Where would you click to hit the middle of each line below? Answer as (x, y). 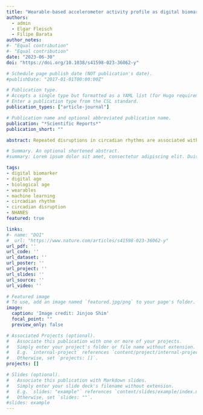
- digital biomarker (32, 173)
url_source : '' (25, 280)
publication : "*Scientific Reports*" (54, 124)
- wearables (21, 190)
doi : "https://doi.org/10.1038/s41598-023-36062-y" (72, 62)
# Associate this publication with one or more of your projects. (94, 341)
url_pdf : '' (21, 246)
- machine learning (31, 196)
